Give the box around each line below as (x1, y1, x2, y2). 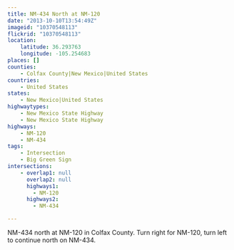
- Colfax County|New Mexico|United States (20, 70, 148, 77)
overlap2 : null (26, 176, 72, 183)
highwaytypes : (7, 103, 50, 110)
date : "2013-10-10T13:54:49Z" (7, 17, 98, 24)
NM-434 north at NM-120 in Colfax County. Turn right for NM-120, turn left (7, 229, 227, 236)
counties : (7, 63, 37, 71)
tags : (7, 143, 24, 150)
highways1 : (26, 182, 59, 189)
